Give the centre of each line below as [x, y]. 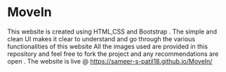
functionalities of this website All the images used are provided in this [108, 46]
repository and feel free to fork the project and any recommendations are [113, 54]
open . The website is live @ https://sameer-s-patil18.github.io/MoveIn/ [110, 61]
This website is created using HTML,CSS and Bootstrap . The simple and [112, 31]
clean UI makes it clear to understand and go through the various [101, 38]
